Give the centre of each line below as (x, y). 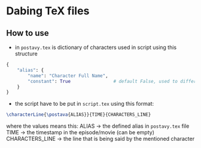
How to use (28, 33)
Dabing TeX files (48, 11)
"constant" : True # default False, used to (103, 81)
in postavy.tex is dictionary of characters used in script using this (96, 47)
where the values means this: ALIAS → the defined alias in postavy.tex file (98, 126)
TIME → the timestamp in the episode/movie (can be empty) (80, 132)
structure (26, 54)
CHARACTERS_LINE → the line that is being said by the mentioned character (100, 139)
